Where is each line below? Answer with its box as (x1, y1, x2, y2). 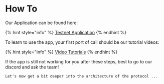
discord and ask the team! (5, 64, 59, 70)
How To (5, 3, 38, 15)
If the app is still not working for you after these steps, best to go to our (5, 58, 152, 64)
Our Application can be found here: (5, 20, 78, 26)
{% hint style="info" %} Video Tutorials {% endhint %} (5, 49, 118, 55)
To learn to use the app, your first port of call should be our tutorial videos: (5, 39, 159, 45)
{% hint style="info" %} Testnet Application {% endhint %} (5, 29, 127, 35)
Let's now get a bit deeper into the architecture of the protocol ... (5, 73, 158, 78)
